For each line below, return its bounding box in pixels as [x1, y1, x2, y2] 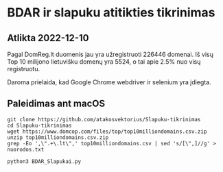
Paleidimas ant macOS [7, 98, 106, 110]
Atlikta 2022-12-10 [7, 32, 89, 44]
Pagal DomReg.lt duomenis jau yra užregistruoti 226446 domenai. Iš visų [7, 50, 214, 58]
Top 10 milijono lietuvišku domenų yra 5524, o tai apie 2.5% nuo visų [7, 58, 201, 66]
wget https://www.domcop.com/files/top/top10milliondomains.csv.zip [7, 128, 207, 135]
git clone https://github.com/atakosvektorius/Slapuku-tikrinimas [7, 116, 201, 123]
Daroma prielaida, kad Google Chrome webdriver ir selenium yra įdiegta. [7, 78, 211, 86]
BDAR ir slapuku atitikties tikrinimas [7, 5, 215, 21]
